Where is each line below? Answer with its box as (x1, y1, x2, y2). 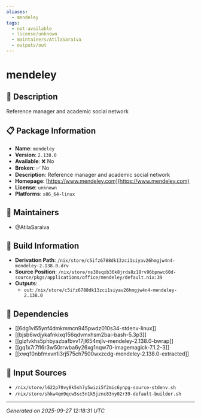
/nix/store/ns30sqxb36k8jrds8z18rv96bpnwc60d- (57, 269, 176, 276)
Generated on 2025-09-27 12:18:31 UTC (6, 407, 105, 414)
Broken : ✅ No (14, 164, 50, 171)
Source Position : (14, 268, 57, 276)
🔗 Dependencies (6, 309, 69, 319)
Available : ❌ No (14, 157, 54, 165)
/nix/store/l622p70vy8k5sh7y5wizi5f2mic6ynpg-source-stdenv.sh (14, 384, 176, 390)
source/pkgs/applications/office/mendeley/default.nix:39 (14, 275, 163, 281)
